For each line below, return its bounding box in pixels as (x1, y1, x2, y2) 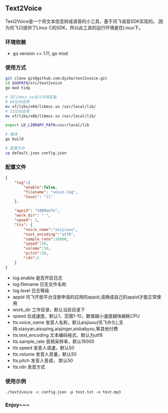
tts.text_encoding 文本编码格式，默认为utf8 (12, 332, 103, 338)
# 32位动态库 (5, 109, 30, 114)
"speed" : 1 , (14, 218, 39, 223)
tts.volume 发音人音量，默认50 (12, 351, 77, 357)
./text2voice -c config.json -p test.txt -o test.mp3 (5, 390, 121, 395)
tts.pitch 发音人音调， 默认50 (12, 357, 73, 363)
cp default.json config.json (5, 150, 67, 156)
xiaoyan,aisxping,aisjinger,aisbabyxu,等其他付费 (18, 326, 118, 332)
